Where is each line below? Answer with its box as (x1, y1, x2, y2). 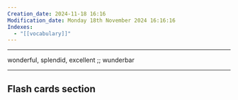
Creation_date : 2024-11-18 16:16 (7, 10, 106, 18)
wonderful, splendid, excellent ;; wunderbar (7, 56, 135, 64)
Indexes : (7, 23, 33, 30)
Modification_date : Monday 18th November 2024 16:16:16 (7, 17, 176, 24)
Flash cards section (7, 82, 96, 95)
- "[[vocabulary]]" (13, 30, 72, 37)
